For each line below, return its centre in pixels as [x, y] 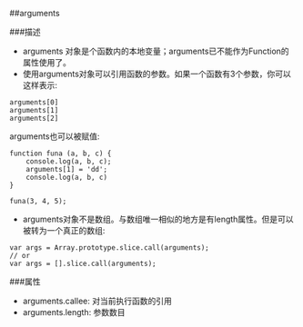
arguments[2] [34, 118]
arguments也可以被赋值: [55, 136]
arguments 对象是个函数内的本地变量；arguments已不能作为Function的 [156, 51]
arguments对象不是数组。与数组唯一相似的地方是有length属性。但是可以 [158, 219]
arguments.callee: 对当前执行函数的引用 [97, 301]
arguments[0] [34, 103]
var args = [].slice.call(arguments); [83, 263]
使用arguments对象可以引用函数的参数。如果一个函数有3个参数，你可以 [157, 74]
